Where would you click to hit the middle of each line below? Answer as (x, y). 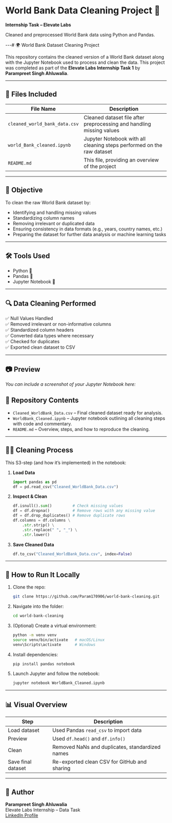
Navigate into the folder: (38, 606)
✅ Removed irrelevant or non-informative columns (58, 324)
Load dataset (24, 730)
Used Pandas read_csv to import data (97, 730)
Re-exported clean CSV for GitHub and (99, 762)
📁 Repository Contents (42, 400)
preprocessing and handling (117, 124)
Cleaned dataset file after (114, 117)
